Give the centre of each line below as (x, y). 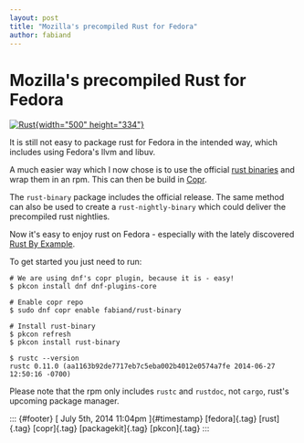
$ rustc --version (44, 359)
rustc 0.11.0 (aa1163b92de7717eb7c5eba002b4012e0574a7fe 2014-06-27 (142, 366)
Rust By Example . (42, 244)
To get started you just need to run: (76, 262)
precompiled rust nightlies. (60, 216)
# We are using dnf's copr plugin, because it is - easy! (122, 279)
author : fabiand (40, 35)
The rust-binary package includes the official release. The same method (147, 197)
